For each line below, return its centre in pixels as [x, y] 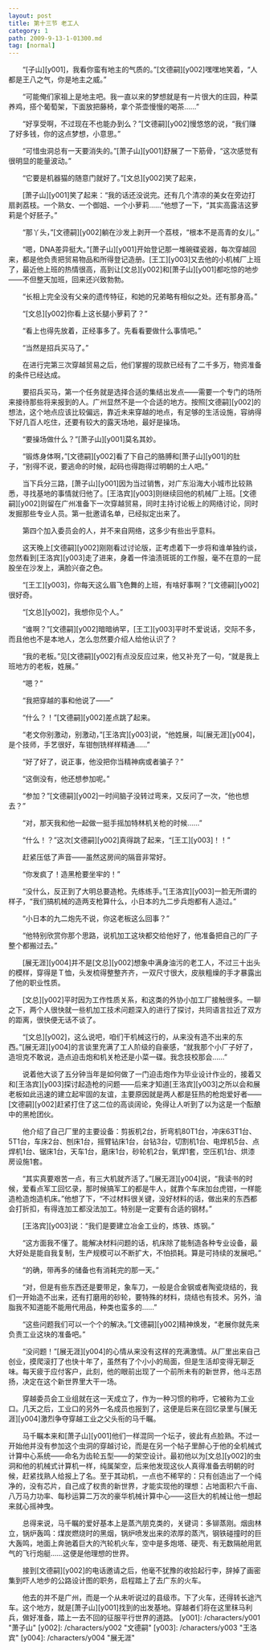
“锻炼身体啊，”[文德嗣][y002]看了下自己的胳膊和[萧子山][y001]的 [128, 457]
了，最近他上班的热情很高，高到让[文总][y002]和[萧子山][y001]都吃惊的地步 [134, 269]
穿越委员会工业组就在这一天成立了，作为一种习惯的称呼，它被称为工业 [138, 1398]
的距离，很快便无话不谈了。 [54, 1020]
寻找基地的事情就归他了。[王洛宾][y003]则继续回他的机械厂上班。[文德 [139, 493]
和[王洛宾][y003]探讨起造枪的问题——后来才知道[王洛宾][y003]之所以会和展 [135, 1084]
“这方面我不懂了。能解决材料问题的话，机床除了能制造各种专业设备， [137, 1243]
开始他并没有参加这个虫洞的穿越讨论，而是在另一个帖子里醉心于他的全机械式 [135, 1446]
